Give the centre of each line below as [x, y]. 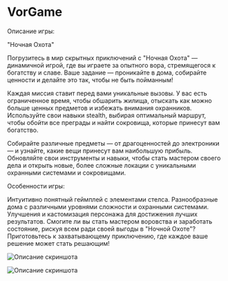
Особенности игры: [36, 186]
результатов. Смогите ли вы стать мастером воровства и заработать [110, 221]
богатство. [23, 130]
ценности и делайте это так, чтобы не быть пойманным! [90, 79]
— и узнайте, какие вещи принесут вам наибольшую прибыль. [100, 151]
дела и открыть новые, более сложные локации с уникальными [102, 165]
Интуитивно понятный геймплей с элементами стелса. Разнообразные [113, 199]
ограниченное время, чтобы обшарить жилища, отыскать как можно [110, 100]
